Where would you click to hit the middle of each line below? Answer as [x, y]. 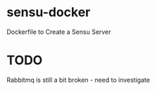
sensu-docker [49, 12]
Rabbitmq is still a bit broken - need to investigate [78, 80]
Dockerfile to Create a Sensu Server [59, 32]
